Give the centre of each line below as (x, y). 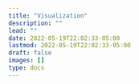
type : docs (27, 68)
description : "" (35, 23)
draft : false (30, 53)
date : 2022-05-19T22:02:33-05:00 (64, 38)
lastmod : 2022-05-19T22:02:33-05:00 (69, 46)
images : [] (27, 61)
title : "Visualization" (48, 16)
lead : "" (23, 30)
